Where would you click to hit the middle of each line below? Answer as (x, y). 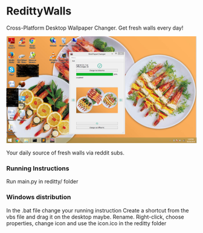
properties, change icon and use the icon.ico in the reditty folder (86, 223)
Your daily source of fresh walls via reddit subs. (66, 153)
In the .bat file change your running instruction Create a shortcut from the (98, 210)
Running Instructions (38, 168)
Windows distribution (39, 197)
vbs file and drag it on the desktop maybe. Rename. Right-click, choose (95, 217)
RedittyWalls (39, 11)
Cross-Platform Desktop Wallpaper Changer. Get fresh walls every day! (95, 28)
